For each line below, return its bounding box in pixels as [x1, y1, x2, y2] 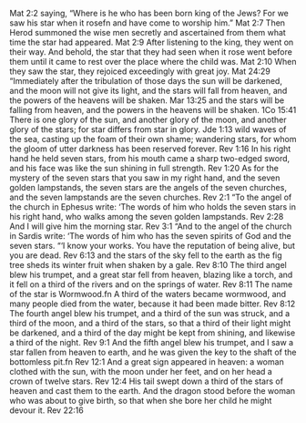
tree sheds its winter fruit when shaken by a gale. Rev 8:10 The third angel [9, 260, 287, 270]
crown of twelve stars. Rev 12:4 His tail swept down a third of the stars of [9, 376, 284, 387]
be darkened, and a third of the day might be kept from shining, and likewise [9, 327, 296, 338]
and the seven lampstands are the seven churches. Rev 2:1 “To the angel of [9, 191, 292, 202]
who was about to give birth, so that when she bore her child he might [9, 396, 272, 406]
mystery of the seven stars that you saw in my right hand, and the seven [9, 172, 280, 183]
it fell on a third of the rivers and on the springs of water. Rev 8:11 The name [9, 279, 293, 290]
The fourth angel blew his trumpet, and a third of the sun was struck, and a [9, 308, 291, 318]
